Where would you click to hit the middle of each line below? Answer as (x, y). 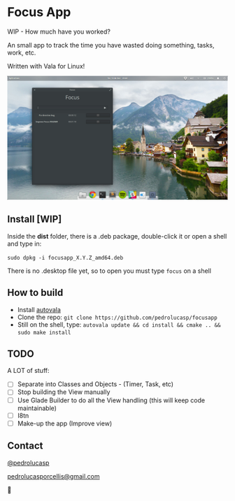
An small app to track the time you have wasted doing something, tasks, (111, 45)
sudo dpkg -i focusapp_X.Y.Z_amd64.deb (65, 257)
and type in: (24, 244)
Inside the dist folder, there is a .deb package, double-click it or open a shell (117, 236)
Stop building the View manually (64, 392)
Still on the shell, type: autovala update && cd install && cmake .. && (119, 324)
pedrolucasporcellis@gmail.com (54, 476)
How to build (35, 293)
